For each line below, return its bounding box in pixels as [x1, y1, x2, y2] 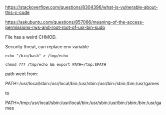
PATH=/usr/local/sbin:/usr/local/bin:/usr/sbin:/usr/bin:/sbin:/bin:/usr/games [5, 81, 159, 86]
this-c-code [5, 9, 30, 15]
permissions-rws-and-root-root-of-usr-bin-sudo [5, 24, 105, 30]
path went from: [5, 71, 38, 77]
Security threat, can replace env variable [5, 44, 89, 49]
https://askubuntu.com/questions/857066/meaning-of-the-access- [5, 19, 144, 25]
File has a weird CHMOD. [5, 34, 57, 40]
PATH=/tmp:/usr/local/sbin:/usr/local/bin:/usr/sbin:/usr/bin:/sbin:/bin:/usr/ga [5, 100, 161, 106]
